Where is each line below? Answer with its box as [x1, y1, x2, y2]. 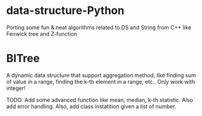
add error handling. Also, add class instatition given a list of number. [6, 103, 177, 110]
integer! [6, 84, 26, 92]
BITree [6, 52, 40, 66]
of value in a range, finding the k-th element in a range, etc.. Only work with [6, 78, 195, 85]
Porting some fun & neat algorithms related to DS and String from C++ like [6, 24, 192, 31]
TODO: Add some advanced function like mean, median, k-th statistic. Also [6, 96, 194, 103]
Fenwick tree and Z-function [6, 30, 78, 37]
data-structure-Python [6, 4, 124, 18]
